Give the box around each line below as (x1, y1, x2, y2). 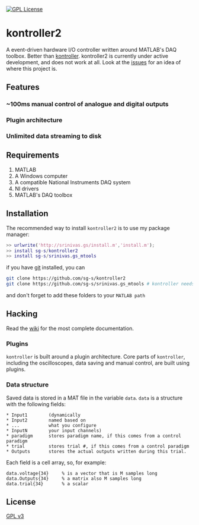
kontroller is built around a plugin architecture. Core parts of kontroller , (6, 353, 185, 360)
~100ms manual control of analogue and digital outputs (6, 100, 169, 108)
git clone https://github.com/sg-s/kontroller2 (6, 275, 126, 282)
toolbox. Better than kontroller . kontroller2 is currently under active (6, 52, 169, 59)
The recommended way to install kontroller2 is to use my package (6, 224, 170, 231)
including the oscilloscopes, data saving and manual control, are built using (6, 360, 190, 367)
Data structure (6, 381, 49, 389)
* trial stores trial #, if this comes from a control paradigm (6, 443, 190, 449)
